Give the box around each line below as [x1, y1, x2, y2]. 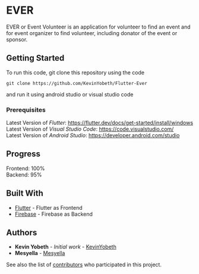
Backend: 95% [6, 171, 43, 178]
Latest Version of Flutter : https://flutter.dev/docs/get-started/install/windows [6, 119, 194, 127]
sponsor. [6, 36, 28, 43]
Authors [6, 228, 37, 238]
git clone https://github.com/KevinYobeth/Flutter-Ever [6, 80, 147, 86]
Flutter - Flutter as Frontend [14, 204, 83, 211]
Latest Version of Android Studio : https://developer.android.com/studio [6, 132, 180, 139]
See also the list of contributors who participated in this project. [6, 261, 162, 268]
